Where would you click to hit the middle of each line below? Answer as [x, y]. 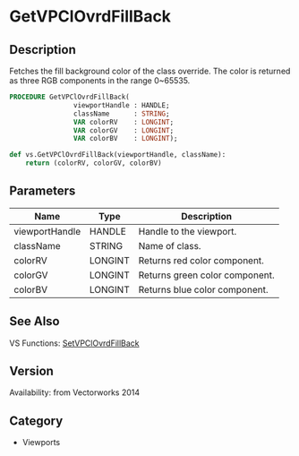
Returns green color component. [206, 275]
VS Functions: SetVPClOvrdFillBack [75, 343]
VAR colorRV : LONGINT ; [124, 122]
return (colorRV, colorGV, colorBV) [94, 163]
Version [31, 371]
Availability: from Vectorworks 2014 [75, 392]
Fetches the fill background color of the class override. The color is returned [150, 71]
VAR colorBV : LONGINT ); [125, 139]
